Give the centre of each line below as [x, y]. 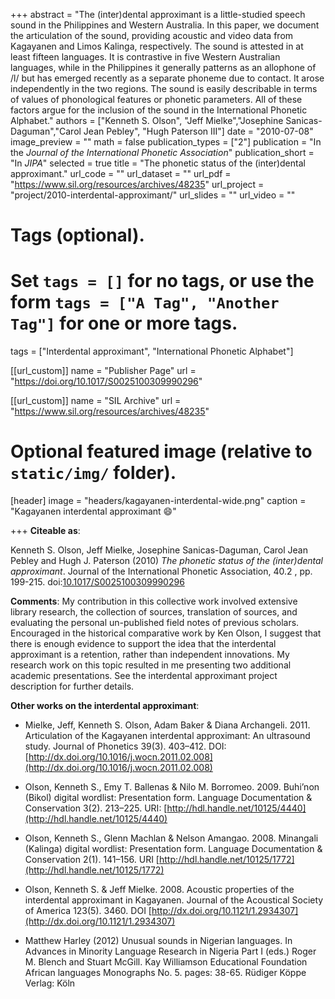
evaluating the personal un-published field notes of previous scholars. [155, 623]
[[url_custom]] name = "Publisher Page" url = [103, 371]
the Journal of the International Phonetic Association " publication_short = [162, 152]
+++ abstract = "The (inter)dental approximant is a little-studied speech [158, 14]
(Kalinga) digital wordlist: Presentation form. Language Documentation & [173, 849]
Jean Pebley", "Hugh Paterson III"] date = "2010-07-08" [198, 131]
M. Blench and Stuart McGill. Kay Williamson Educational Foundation [166, 962]
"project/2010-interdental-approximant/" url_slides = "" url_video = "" [153, 195]
